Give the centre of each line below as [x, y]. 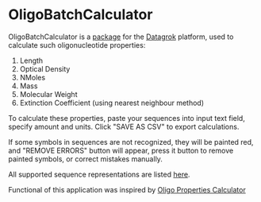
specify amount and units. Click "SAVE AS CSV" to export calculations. [124, 126]
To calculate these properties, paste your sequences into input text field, [127, 118]
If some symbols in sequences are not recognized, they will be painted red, [131, 142]
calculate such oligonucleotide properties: [77, 45]
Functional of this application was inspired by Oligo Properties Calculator [127, 189]
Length [31, 60]
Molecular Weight [48, 94]
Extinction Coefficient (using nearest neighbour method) [112, 103]
